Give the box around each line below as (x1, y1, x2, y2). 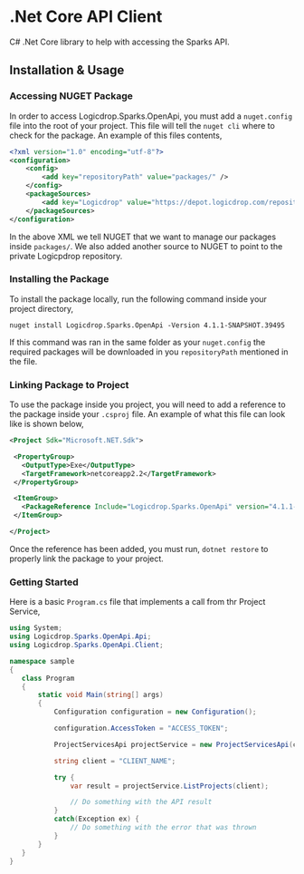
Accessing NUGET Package (9, 90, 134, 102)
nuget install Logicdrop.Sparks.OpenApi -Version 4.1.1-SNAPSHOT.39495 (9, 320, 285, 330)
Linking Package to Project (9, 378, 129, 391)
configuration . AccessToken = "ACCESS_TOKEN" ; (53, 723, 229, 733)
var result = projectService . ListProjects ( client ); (70, 782, 270, 791)
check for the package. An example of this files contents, (9, 130, 223, 141)
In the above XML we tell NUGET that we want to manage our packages (9, 231, 277, 242)
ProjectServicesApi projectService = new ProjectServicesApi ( (53, 740, 294, 749)
